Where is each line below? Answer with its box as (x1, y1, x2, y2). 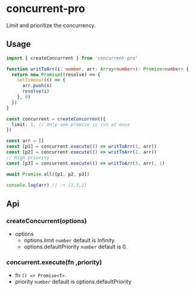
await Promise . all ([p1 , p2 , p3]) (6, 171, 90, 177)
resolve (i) (22, 88, 50, 94)
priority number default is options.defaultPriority (14, 278, 132, 286)
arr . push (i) (22, 83, 52, 89)
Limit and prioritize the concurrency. (6, 22, 96, 29)
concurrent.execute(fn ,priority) (6, 258, 103, 266)
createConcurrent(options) (6, 216, 87, 225)
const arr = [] (6, 138, 44, 144)
